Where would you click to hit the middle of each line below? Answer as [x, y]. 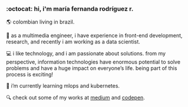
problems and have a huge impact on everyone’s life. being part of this [92, 68]
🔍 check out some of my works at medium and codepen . [76, 98]
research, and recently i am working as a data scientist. [73, 42]
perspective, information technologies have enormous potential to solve [93, 62]
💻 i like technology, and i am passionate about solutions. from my [86, 53]
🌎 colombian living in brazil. [40, 22]
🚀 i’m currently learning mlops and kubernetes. [63, 86]
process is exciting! [30, 75]
